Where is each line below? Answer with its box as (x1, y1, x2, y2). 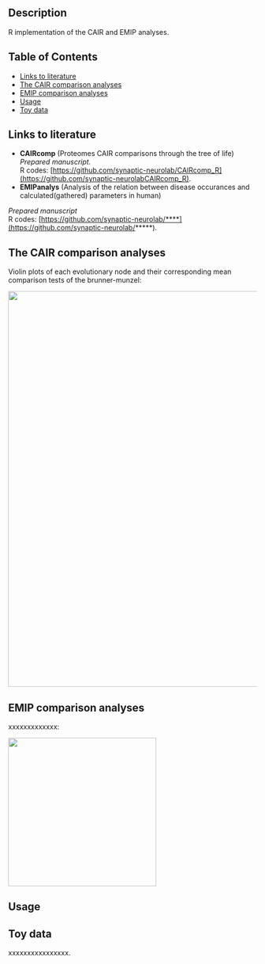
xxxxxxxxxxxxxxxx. (8, 948, 71, 958)
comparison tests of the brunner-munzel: (8, 275, 142, 285)
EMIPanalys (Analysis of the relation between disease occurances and (19, 182, 250, 192)
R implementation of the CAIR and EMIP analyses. (8, 27, 170, 36)
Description (8, 6, 67, 20)
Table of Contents (8, 51, 99, 64)
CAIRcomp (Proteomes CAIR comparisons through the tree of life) (19, 149, 234, 158)
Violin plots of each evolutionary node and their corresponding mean (8, 267, 232, 276)
